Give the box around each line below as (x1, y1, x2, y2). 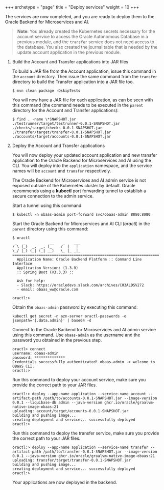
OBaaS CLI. (12, 364, 35, 369)
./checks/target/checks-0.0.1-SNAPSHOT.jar (12, 125, 103, 130)
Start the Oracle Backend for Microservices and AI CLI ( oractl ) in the (12, 221, 150, 227)
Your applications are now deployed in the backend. (12, 479, 117, 485)
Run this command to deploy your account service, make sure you (12, 377, 146, 382)
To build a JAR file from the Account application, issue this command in (12, 68, 157, 74)
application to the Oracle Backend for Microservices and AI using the (12, 157, 152, 163)
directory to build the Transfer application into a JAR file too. (12, 79, 134, 85)
